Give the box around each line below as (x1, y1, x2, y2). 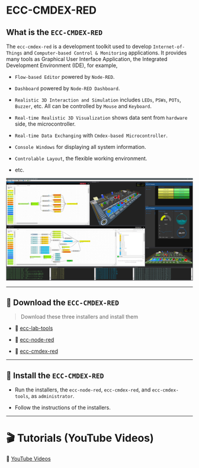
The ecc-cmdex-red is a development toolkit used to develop (6, 43, 152, 50)
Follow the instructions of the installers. (14, 404, 111, 411)
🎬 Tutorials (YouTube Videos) (6, 431, 154, 445)
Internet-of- (153, 44, 185, 50)
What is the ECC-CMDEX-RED (6, 27, 103, 37)
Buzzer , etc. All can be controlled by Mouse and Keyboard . (14, 103, 152, 110)
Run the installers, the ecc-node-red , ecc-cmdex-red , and (14, 386, 151, 393)
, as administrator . (28, 393, 75, 400)
